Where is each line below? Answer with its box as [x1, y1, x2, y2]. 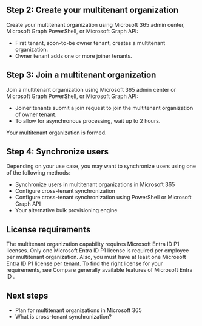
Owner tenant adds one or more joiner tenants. [15, 52, 132, 60]
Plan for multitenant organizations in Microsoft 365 [15, 307, 143, 314]
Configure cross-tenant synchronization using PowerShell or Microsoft [15, 194, 192, 201]
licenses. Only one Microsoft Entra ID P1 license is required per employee [6, 247, 189, 254]
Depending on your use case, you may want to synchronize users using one [6, 162, 196, 170]
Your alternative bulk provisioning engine [15, 207, 118, 214]
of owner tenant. [15, 111, 57, 118]
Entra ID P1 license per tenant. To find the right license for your [6, 260, 163, 267]
